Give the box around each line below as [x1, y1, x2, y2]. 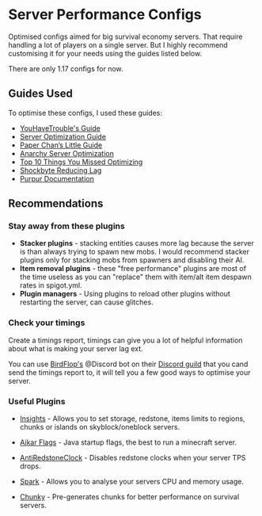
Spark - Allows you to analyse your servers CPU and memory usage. [19, 477, 244, 487]
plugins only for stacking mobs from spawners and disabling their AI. [19, 255, 245, 265]
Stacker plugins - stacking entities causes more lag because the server [19, 239, 255, 248]
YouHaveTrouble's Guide [19, 123, 101, 132]
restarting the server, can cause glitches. [19, 297, 154, 307]
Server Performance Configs [8, 6, 202, 24]
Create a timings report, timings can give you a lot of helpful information [8, 335, 243, 345]
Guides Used [8, 87, 73, 101]
